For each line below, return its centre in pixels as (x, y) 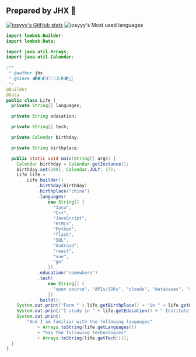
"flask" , (64, 235)
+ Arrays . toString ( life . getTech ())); (83, 338)
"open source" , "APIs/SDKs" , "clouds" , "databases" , (118, 289)
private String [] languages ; (47, 106)
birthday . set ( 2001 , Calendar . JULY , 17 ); (66, 169)
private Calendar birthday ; (45, 138)
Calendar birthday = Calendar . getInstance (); (73, 164)
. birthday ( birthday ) (62, 186)
